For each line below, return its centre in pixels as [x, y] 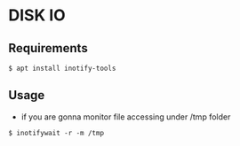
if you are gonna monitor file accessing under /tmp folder [126, 117]
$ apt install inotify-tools [62, 68]
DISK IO [37, 15]
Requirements [48, 48]
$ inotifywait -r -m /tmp [56, 133]
